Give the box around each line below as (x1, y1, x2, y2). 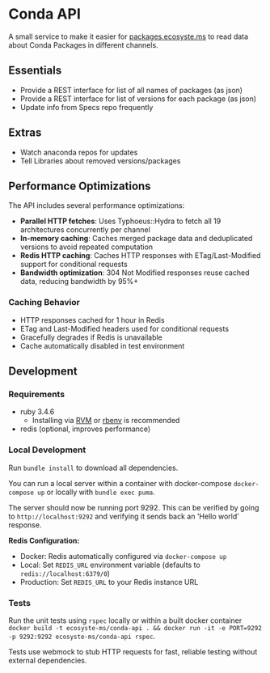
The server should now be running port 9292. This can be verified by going (8, 502, 259, 512)
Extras (8, 126, 42, 140)
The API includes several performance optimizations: (8, 201, 185, 210)
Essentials (8, 64, 62, 78)
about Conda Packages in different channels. (8, 40, 159, 49)
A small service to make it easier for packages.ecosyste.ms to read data (8, 32, 249, 41)
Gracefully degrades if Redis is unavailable (19, 332, 163, 342)
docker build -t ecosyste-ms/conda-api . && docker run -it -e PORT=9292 (8, 624, 263, 632)
